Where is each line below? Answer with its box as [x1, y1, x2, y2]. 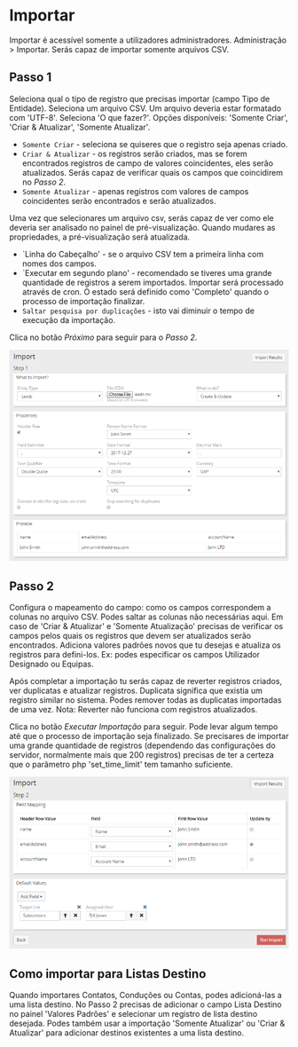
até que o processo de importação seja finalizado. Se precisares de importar [9, 731, 289, 742]
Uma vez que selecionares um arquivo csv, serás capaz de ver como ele [9, 212, 274, 223]
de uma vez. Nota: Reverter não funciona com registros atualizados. [9, 705, 258, 715]
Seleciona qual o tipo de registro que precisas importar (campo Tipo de [9, 93, 271, 104]
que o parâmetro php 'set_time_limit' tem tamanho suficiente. [9, 760, 233, 770]
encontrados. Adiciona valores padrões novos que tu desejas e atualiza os [9, 640, 281, 650]
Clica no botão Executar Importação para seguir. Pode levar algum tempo [9, 721, 278, 732]
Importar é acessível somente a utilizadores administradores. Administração [9, 35, 286, 45]
